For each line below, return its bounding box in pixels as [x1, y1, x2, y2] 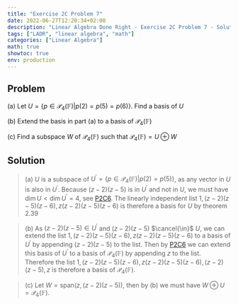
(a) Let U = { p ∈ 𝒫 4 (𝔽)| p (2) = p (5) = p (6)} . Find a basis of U [7, 101, 184, 112]
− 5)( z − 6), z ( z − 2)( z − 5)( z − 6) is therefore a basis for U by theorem [24, 201, 228, 210]
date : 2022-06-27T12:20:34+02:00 [7, 17, 106, 24]
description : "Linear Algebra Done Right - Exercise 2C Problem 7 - [7, 23, 214, 30]
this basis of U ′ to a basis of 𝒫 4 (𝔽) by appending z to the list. [24, 248, 202, 259]
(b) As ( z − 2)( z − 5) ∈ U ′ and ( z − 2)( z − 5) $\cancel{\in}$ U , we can [24, 223, 225, 233]
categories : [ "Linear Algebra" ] [7, 37, 103, 44]
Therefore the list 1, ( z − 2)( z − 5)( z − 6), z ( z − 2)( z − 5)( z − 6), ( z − [24, 258, 216, 267]
